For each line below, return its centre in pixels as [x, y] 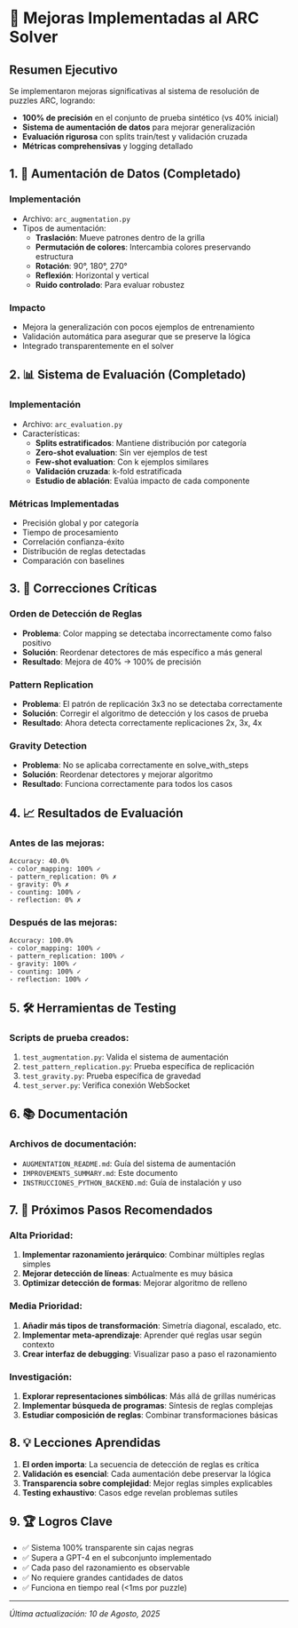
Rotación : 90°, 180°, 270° [81, 266]
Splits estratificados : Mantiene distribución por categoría [141, 442]
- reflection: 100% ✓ [49, 980]
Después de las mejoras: [63, 922]
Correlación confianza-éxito [73, 542]
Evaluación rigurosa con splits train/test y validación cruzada [135, 136]
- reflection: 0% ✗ [45, 900]
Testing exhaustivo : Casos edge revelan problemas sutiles [130, 1492]
